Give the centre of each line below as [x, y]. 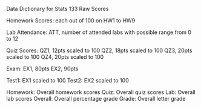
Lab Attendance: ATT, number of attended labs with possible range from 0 [99, 32]
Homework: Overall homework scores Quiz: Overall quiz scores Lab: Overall [101, 92]
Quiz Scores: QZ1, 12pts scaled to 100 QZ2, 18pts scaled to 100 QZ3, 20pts [99, 50]
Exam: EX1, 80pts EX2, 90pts [42, 69]
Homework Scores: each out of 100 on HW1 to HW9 [71, 20]
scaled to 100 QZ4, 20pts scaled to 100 [55, 57]
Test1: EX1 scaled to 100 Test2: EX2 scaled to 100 [68, 80]
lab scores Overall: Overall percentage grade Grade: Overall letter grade [96, 99]
